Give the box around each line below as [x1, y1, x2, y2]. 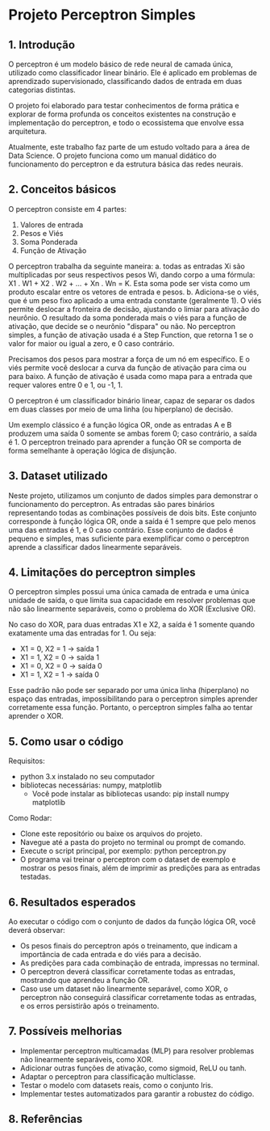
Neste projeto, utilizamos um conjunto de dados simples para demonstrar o [8, 491, 259, 500]
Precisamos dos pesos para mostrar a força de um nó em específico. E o [8, 354, 250, 364]
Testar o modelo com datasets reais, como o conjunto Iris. [19, 1080, 214, 1090]
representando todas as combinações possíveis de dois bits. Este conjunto [8, 508, 257, 517]
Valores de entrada [19, 220, 84, 230]
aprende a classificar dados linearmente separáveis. [8, 542, 182, 551]
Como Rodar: [8, 813, 52, 823]
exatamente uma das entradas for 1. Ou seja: [8, 628, 156, 638]
